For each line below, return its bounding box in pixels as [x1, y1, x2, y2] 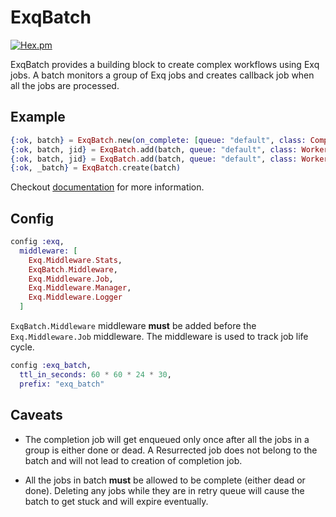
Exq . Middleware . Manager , [28, 283, 132, 293]
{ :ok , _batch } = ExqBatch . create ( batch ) [10, 163, 182, 173]
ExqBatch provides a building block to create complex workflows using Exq [10, 58, 320, 70]
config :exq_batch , [10, 361, 92, 371]
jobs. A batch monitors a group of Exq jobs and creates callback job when [10, 69, 315, 81]
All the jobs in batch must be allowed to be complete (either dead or [24, 474, 306, 486]
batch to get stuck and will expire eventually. [24, 495, 209, 507]
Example [10, 109, 66, 126]
